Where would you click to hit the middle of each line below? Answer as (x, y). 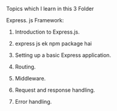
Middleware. (30, 78)
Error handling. (33, 102)
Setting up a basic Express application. (63, 55)
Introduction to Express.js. (47, 32)
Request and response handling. (55, 90)
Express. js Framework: (35, 20)
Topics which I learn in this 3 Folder (50, 9)
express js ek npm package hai (53, 43)
